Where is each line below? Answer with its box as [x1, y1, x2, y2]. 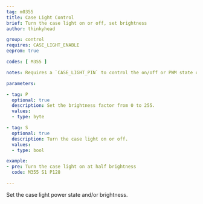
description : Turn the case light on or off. [11, 136, 129, 142]
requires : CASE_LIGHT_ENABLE [6, 42, 80, 48]
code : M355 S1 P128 [11, 170, 61, 176]
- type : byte [11, 114, 45, 120]
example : [6, 158, 28, 164]
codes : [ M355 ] [6, 59, 47, 65]
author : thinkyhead [6, 25, 56, 32]
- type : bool [11, 147, 45, 153]
